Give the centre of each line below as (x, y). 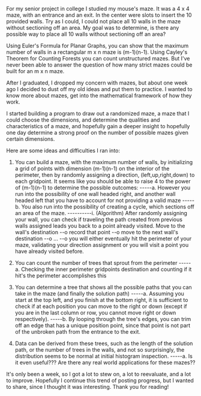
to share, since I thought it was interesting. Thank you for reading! (88, 387)
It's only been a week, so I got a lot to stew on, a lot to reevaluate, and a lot (99, 374)
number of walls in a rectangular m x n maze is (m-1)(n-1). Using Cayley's (97, 52)
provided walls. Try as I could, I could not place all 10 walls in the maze (94, 21)
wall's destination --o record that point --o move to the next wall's (97, 232)
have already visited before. (49, 251)
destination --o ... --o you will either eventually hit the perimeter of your (103, 238)
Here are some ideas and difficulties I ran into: (63, 150)
